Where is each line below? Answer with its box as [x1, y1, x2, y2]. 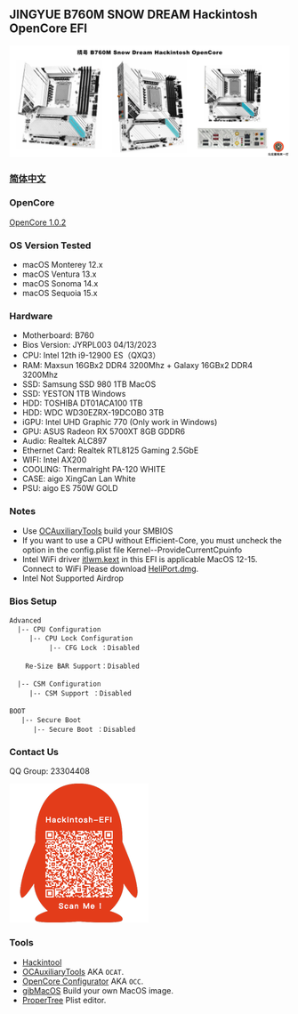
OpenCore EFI [9, 21, 87, 36]
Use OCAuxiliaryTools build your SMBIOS [21, 525, 173, 536]
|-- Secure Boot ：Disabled [32, 725, 136, 735]
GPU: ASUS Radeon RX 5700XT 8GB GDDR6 [21, 426, 185, 437]
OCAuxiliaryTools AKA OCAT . [21, 966, 125, 977]
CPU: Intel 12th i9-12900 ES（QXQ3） [21, 350, 161, 361]
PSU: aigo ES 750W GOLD [21, 483, 118, 494]
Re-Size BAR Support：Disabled [25, 662, 140, 671]
